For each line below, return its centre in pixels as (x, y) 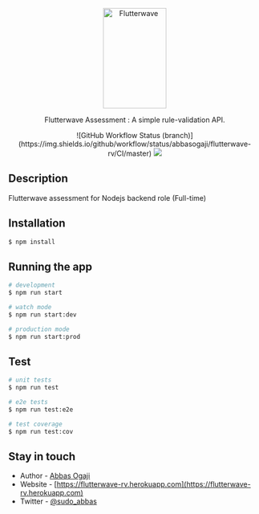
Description (38, 179)
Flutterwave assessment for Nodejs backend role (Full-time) (107, 198)
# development (32, 285)
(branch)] (178, 135)
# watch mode (30, 308)
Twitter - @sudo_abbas (59, 501)
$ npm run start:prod (45, 337)
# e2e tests (28, 402)
